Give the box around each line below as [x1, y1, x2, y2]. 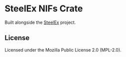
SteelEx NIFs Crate [4, 3, 83, 14]
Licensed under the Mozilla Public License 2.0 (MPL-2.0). [4, 47, 122, 53]
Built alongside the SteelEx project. [4, 19, 76, 25]
